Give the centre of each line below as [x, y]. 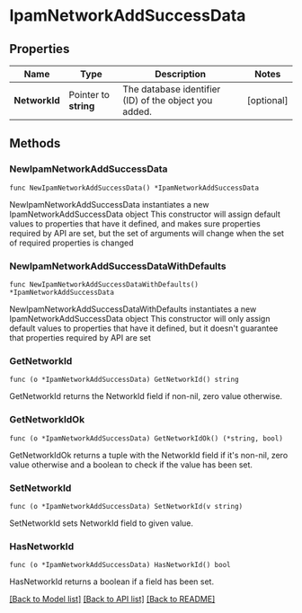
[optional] [267, 100]
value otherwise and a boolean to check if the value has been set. [131, 465]
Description [181, 74]
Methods [35, 143]
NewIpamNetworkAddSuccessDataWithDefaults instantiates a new [133, 309]
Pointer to [89, 95]
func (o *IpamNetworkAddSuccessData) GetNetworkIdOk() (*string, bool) [146, 438]
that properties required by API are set [80, 337]
